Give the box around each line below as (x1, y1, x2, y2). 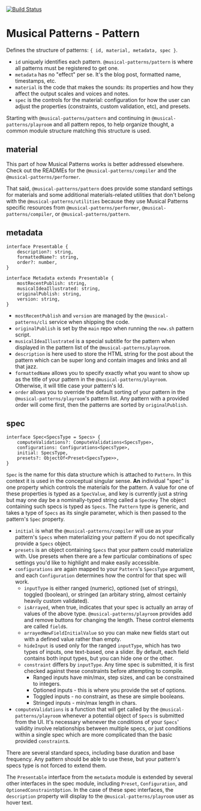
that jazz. (14, 363, 38, 370)
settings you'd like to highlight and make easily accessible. (14, 559, 160, 566)
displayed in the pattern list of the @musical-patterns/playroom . (14, 344, 171, 351)
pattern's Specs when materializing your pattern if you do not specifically (14, 534, 195, 541)
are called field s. (23, 623, 68, 630)
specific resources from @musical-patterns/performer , (6, 204, 141, 211)
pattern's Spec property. (6, 516, 65, 523)
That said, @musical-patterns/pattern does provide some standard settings (6, 185, 193, 192)
